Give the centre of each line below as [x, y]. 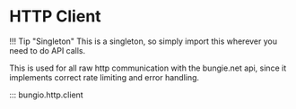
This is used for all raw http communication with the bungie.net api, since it [148, 68]
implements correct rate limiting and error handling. [104, 77]
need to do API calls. [48, 50]
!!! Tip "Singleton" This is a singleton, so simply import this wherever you [144, 41]
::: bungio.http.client [46, 95]
